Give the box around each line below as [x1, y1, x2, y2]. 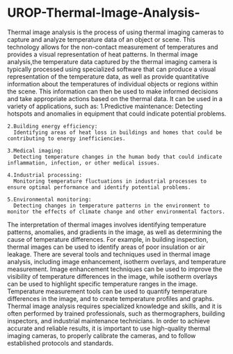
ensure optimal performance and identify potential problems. [7, 183, 191, 191]
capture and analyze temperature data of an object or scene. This [7, 35, 196, 43]
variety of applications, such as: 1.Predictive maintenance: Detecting [7, 102, 203, 110]
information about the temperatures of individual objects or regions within [7, 79, 218, 88]
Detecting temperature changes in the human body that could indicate [13, 153, 223, 160]
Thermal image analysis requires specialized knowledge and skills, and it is [7, 302, 223, 310]
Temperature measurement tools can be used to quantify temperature [7, 287, 207, 295]
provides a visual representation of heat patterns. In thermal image [7, 50, 198, 59]
